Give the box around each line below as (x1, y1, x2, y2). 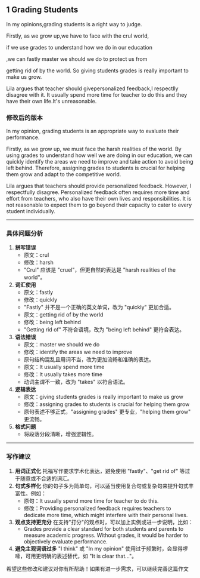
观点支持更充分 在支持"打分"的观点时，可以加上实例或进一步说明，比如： (14, 518, 193, 525)
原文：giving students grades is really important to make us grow (23, 393, 183, 401)
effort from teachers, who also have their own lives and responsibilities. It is (6, 195, 192, 202)
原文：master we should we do (23, 341, 100, 348)
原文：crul (23, 251, 49, 259)
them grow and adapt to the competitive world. (6, 171, 121, 178)
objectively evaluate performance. (23, 537, 108, 545)
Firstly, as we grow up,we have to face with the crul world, (6, 32, 149, 39)
